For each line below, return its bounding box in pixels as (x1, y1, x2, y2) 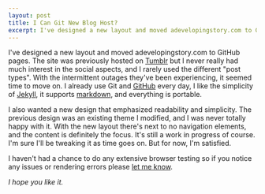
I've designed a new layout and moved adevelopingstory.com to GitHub (8, 48, 241, 58)
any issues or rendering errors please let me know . (8, 162, 174, 172)
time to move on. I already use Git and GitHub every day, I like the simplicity (8, 81, 254, 91)
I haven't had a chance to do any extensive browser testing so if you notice (8, 154, 252, 163)
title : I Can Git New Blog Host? (8, 19, 118, 27)
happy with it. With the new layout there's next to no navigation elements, (8, 121, 247, 131)
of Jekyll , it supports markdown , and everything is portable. (8, 90, 203, 99)
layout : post (8, 11, 51, 20)
